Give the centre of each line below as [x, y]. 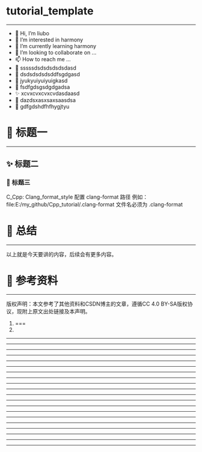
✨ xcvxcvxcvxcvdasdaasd [47, 93]
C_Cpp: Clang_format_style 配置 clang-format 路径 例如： [77, 197]
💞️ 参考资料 [32, 281]
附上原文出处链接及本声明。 [56, 312]
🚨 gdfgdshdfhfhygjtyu [42, 106]
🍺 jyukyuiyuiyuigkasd [41, 80]
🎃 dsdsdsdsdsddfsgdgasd [47, 74]
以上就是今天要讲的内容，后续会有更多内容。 [62, 254]
